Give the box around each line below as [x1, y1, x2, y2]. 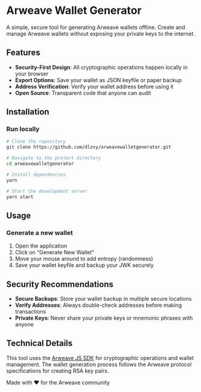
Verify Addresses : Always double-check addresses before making [14, 301, 182, 309]
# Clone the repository [6, 138, 66, 145]
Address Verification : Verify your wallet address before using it [14, 83, 174, 90]
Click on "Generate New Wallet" [14, 249, 95, 256]
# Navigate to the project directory [6, 155, 101, 161]
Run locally [6, 125, 40, 133]
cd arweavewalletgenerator [6, 161, 74, 167]
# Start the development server [6, 188, 88, 194]
